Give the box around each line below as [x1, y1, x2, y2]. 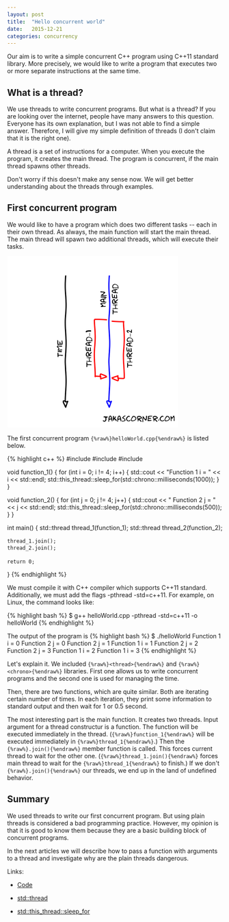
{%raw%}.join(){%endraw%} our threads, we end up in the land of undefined [7, 766, 217, 774]
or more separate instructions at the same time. [7, 67, 141, 75]
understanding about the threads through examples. [7, 182, 154, 191]
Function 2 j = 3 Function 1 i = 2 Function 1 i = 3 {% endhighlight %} [7, 646, 197, 654]
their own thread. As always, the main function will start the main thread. [7, 227, 211, 236]
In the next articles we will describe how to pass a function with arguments [7, 847, 218, 855]
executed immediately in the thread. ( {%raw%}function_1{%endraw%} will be [7, 730, 215, 738]
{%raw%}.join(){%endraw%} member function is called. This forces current [7, 744, 213, 753]
